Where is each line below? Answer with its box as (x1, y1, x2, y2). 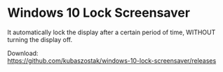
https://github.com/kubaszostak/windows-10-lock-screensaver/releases (7, 56, 217, 64)
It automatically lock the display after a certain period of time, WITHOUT (7, 28, 216, 36)
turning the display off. (7, 35, 72, 43)
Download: (7, 49, 39, 57)
